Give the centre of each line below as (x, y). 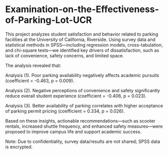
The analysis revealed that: (33, 65)
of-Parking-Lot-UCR (49, 20)
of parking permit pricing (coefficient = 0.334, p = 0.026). (65, 111)
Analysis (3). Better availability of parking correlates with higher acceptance (84, 105)
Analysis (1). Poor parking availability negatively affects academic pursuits (82, 75)
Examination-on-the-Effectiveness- (82, 9)
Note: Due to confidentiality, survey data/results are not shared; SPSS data (83, 141)
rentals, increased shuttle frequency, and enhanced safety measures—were (84, 126)
